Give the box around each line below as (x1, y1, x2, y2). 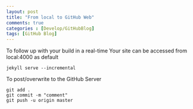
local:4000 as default (6, 54, 58, 61)
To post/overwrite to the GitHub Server (6, 76, 102, 83)
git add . (6, 87, 31, 93)
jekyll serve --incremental (6, 65, 76, 71)
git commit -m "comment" (6, 92, 68, 98)
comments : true (6, 20, 44, 26)
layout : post (6, 8, 39, 15)
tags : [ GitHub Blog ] (6, 31, 58, 37)
